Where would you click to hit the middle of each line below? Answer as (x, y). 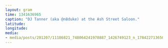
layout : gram (19, 10)
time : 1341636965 (23, 14)
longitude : (16, 28)
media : (12, 33)
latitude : (15, 24)
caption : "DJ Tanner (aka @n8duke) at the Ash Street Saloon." (72, 19)
